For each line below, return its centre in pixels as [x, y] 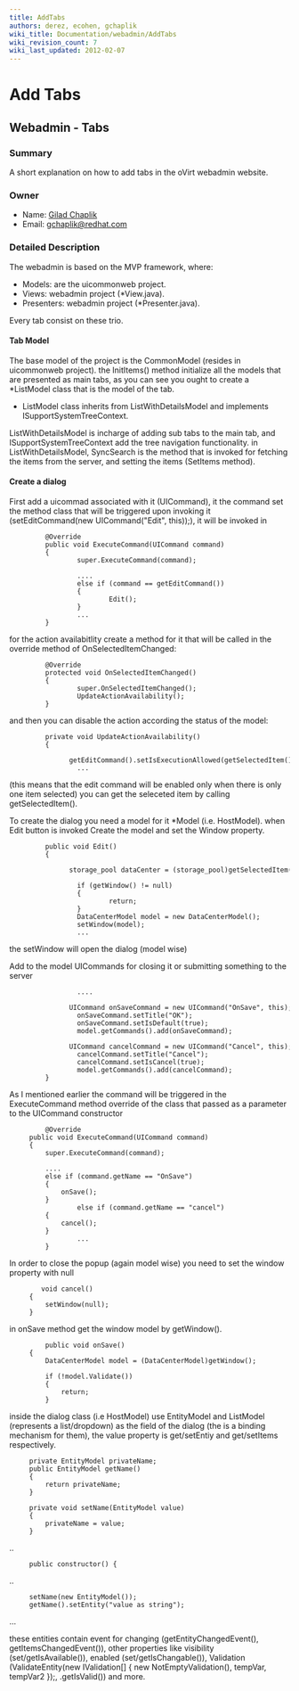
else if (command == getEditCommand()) [151, 584]
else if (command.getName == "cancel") [151, 1208]
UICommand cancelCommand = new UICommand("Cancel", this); [181, 1047]
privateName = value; [85, 1523]
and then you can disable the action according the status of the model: [139, 720]
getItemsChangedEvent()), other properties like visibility [112, 1648]
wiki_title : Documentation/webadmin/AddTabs [93, 34]
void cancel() [67, 1289]
